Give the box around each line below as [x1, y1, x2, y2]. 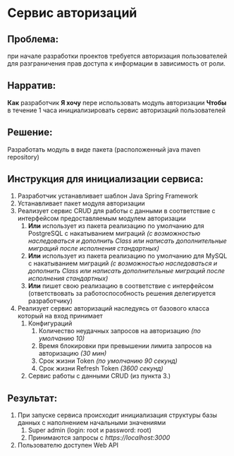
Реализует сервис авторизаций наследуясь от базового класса [17, 304, 210, 313]
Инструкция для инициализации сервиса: [7, 173, 204, 185]
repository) [7, 152, 40, 161]
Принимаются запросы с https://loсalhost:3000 [27, 433, 171, 442]
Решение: [7, 126, 53, 138]
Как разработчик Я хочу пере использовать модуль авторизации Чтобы [7, 98, 227, 107]
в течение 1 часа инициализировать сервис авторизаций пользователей [7, 106, 226, 114]
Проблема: [7, 33, 59, 45]
